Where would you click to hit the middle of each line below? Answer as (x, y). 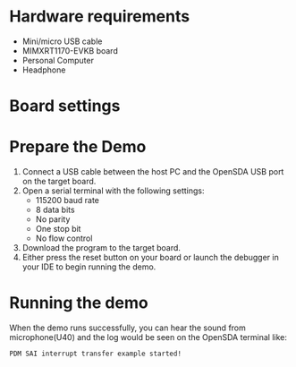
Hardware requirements (100, 17)
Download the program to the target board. (101, 248)
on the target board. (59, 182)
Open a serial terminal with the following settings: (113, 191)
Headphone (44, 70)
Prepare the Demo (78, 147)
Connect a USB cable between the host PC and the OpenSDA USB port (153, 172)
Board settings (65, 106)
